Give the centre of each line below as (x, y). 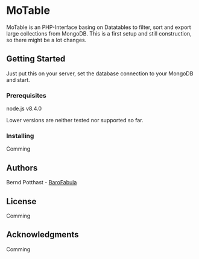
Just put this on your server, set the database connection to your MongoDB (100, 73)
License (21, 201)
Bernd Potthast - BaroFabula (42, 183)
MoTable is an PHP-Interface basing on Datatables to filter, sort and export (99, 27)
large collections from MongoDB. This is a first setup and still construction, (99, 33)
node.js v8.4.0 (24, 108)
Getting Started (36, 59)
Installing (20, 136)
